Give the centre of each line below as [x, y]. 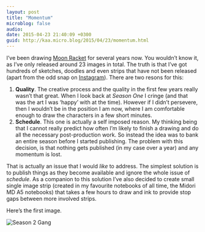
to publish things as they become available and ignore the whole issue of [98, 173]
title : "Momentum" [30, 18]
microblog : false [28, 23]
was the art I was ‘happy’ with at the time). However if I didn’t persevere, [106, 102]
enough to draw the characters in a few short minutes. [84, 115]
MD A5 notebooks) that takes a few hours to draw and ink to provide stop [99, 192]
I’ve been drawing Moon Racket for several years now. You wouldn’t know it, [102, 58]
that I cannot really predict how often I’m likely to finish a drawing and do [107, 128]
